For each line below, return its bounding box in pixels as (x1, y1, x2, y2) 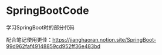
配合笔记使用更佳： (6, 36, 53, 43)
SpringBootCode (6, 4, 89, 17)
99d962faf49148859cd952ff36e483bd (6, 42, 101, 50)
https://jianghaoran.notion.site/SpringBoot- (52, 36, 157, 43)
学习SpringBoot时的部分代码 (6, 24, 75, 31)
